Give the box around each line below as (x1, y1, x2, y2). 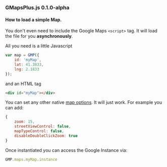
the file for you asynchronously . (5, 33, 73, 39)
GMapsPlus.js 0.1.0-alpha (5, 4, 70, 11)
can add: (5, 105, 24, 111)
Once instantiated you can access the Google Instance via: (5, 147, 128, 153)
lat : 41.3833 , (14, 62, 44, 67)
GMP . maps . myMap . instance (5, 157, 58, 162)
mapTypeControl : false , (14, 129, 65, 134)
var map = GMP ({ (5, 52, 39, 58)
